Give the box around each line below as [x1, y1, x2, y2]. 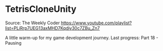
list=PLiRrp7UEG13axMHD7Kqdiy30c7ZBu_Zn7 [5, 25, 100, 31]
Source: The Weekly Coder [5, 20, 60, 26]
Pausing [5, 40, 22, 46]
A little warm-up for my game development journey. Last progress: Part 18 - [5, 35, 159, 41]
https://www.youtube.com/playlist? [61, 20, 132, 26]
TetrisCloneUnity [5, 3, 77, 15]
